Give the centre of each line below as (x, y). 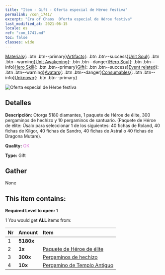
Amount (28, 233)
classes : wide (20, 42)
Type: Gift (15, 155)
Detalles (18, 103)
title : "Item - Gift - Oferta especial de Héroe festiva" (66, 10)
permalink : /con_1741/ (29, 14)
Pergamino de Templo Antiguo (78, 266)
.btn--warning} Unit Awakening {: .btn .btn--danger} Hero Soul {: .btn (74, 62)
